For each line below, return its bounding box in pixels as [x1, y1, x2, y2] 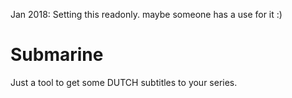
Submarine [10, 44, 104, 66]
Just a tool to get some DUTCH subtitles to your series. [10, 76, 238, 88]
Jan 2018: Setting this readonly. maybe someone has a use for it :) [10, 9, 283, 20]
